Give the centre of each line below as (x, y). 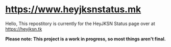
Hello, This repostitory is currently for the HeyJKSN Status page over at (80, 24)
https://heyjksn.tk (24, 29)
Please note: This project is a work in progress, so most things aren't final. (86, 39)
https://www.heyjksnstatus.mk (73, 9)
